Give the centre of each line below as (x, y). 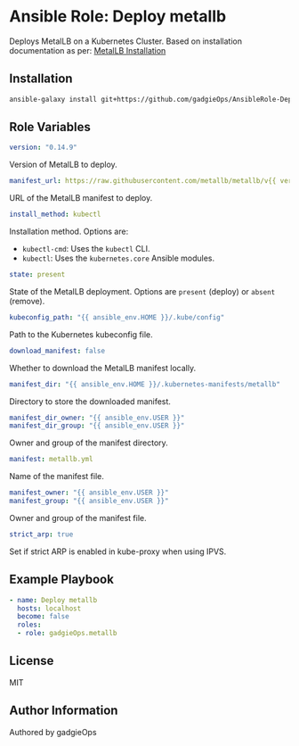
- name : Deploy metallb (53, 600)
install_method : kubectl (55, 215)
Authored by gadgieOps (53, 732)
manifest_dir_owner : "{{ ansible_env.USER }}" (97, 418)
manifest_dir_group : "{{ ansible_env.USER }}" (97, 426)
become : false (43, 617)
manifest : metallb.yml (51, 460)
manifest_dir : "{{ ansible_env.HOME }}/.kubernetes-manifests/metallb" (145, 384)
